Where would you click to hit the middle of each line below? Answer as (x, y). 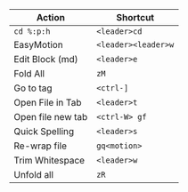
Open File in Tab (48, 103)
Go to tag (33, 88)
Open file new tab (51, 117)
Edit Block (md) (46, 59)
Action (50, 17)
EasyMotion (39, 45)
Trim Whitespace (49, 160)
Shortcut (135, 17)
